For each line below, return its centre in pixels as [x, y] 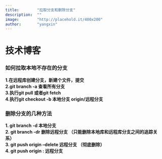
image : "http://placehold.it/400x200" [54, 19]
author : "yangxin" [31, 24]
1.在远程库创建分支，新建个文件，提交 [45, 80]
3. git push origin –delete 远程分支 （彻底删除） [55, 145]
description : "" [24, 15]
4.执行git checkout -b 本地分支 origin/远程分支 [54, 99]
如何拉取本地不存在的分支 [36, 68]
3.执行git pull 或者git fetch [33, 92]
